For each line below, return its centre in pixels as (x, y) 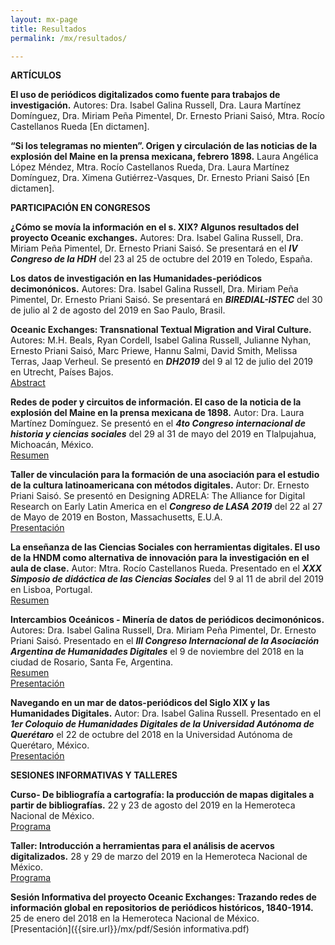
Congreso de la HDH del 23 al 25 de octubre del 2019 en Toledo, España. (161, 259)
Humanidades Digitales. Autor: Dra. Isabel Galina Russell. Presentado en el (166, 713)
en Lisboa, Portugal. (51, 590)
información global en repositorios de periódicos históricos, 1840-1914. (162, 908)
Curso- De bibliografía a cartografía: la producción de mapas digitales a (162, 795)
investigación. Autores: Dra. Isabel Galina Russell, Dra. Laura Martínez (156, 105)
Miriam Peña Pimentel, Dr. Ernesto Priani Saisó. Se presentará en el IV (154, 248)
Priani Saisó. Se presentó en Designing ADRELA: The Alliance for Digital (158, 496)
